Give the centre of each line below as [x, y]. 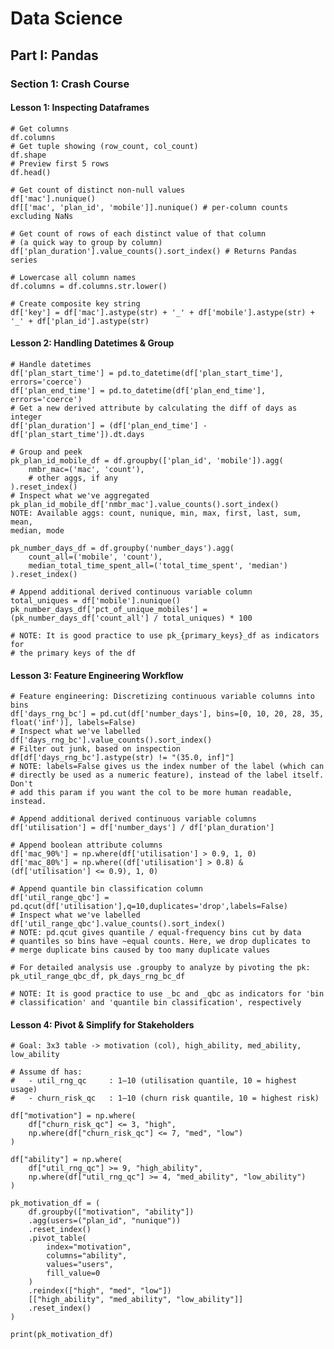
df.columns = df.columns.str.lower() [89, 286]
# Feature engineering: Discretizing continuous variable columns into [162, 697]
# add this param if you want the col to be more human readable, [151, 793]
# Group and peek [46, 452]
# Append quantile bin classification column [106, 889]
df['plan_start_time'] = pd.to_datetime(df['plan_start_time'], [147, 373]
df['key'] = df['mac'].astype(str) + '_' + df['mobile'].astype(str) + [162, 312]
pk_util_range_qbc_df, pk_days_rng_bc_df [98, 977]
